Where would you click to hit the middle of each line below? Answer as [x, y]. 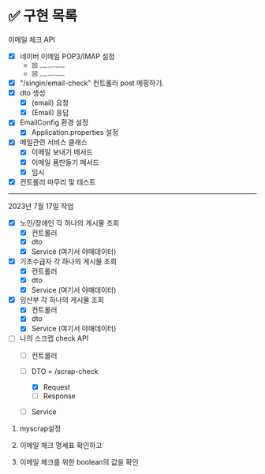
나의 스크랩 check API [54, 338]
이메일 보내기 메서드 [62, 152]
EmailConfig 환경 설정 [54, 122]
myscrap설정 [40, 428]
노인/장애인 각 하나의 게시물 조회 [69, 222]
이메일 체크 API [32, 39]
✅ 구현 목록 [43, 16]
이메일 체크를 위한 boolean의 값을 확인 [79, 461]
